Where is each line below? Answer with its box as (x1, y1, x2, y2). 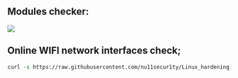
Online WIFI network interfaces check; (7, 45, 181, 57)
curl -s (7, 63, 30, 70)
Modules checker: (7, 6, 89, 18)
